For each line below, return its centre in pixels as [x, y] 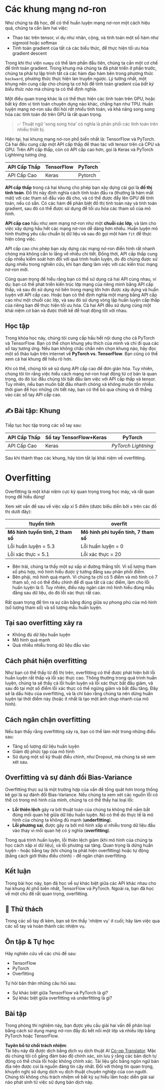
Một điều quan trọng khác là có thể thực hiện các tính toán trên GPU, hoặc [80, 98]
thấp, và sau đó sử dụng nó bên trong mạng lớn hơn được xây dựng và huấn [82, 289]
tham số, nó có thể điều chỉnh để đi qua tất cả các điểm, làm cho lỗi [81, 582]
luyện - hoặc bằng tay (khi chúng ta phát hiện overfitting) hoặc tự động [77, 850]
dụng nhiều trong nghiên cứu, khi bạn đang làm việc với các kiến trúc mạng [82, 264]
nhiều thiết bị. [31, 129]
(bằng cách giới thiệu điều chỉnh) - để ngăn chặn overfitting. [66, 856]
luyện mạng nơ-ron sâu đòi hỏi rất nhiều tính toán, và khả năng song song [80, 109]
